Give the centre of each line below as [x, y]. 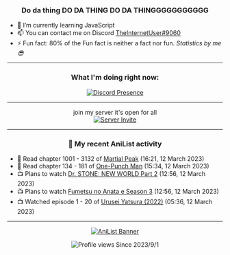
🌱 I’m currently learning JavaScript [66, 25]
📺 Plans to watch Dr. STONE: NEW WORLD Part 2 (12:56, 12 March [111, 173]
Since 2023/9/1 [138, 244]
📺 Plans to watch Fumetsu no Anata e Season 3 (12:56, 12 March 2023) [118, 191]
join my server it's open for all [115, 112]
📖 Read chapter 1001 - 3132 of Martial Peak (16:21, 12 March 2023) [111, 158]
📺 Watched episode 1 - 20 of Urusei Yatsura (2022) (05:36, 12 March [115, 201]
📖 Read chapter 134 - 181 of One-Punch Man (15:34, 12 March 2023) [113, 166]
